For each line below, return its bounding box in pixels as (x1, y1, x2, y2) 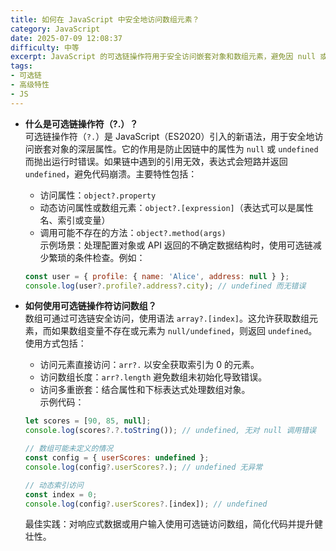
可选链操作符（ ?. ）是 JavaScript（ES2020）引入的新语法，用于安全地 (24, 130, 315, 142)
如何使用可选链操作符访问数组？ (24, 300, 157, 312)
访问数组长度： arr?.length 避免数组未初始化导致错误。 (39, 371, 268, 383)
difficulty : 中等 (10, 42, 80, 53)
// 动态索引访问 (24, 480, 84, 490)
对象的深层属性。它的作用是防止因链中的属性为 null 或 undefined (51, 142, 319, 155)
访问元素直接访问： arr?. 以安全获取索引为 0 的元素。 (39, 359, 260, 371)
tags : (10, 61, 33, 71)
